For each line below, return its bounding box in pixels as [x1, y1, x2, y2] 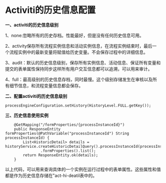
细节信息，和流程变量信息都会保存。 [9, 82, 83, 88]
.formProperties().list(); [40, 148, 96, 153]
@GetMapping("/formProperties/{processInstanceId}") [14, 122, 125, 127]
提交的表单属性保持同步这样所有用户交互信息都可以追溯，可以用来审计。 [5, 65, 152, 72]
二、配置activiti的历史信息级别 [5, 93, 68, 99]
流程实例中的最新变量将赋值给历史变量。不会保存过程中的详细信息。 [9, 49, 148, 55]
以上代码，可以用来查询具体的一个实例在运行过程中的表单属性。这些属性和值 [5, 166, 161, 172]
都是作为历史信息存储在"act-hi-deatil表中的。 [5, 172, 97, 179]
